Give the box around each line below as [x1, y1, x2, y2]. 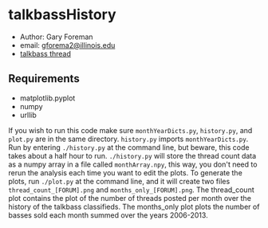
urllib [19, 110, 37, 120]
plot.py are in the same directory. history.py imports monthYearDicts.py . [8, 134, 249, 143]
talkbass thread [19, 49, 72, 58]
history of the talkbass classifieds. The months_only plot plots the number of [8, 202, 260, 211]
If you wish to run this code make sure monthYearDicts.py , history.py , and [8, 125, 253, 135]
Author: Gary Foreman [19, 32, 93, 41]
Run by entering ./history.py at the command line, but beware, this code [8, 142, 250, 152]
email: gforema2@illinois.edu [19, 40, 116, 49]
